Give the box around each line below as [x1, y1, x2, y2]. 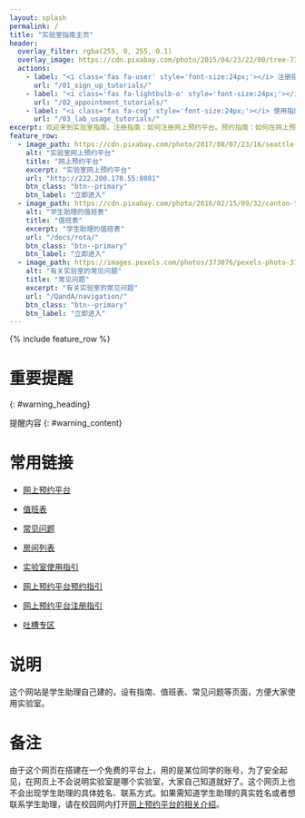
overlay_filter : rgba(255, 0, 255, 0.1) [17, 47, 172, 56]
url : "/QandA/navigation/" [25, 291, 128, 301]
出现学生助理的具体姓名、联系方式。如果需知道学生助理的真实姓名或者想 [25, 787, 296, 798]
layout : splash [9, 13, 67, 23]
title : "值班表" [25, 215, 84, 225]
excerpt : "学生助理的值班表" [25, 224, 125, 233]
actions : [17, 64, 51, 74]
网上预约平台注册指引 [22, 600, 103, 611]
